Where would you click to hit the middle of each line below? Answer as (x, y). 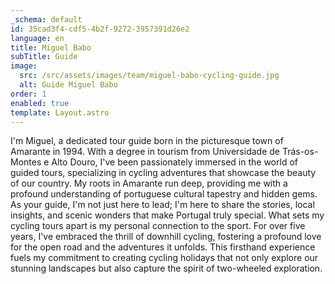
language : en (37, 38)
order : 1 (28, 94)
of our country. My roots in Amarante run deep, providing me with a (149, 183)
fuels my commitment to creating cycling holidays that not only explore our (164, 258)
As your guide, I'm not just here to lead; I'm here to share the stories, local (162, 205)
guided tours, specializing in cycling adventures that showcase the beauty (163, 173)
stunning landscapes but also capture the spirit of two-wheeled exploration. (166, 268)
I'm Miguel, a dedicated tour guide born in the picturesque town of (147, 141)
